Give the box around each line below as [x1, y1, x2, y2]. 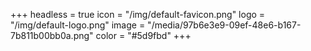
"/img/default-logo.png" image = [10, 19, 146, 31]
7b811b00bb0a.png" [10, 30, 94, 41]
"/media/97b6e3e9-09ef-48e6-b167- [147, 19, 302, 31]
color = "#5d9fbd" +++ [95, 30, 192, 41]
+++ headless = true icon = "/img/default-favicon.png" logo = [10, 9, 266, 20]
